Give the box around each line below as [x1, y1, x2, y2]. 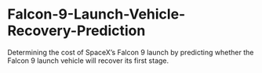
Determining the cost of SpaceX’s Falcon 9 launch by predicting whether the [7, 47, 254, 57]
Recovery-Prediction [7, 22, 146, 40]
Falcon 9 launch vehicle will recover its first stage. [7, 56, 169, 65]
